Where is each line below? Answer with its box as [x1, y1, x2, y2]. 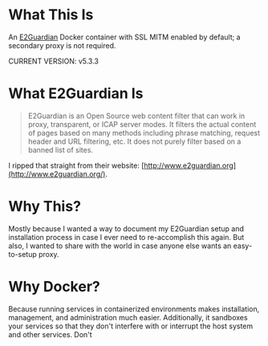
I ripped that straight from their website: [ [8, 161, 144, 170]
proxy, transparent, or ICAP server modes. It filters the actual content [27, 119, 257, 129]
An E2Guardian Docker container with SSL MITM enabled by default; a [8, 32, 241, 42]
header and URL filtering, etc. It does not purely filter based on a [27, 136, 242, 146]
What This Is [8, 6, 94, 24]
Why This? [8, 197, 82, 216]
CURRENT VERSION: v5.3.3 [8, 56, 99, 66]
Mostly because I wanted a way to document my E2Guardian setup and [8, 223, 245, 234]
